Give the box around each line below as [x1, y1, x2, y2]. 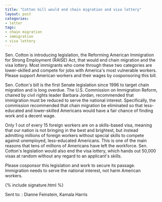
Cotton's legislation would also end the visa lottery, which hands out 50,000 [5, 148, 156, 154]
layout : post [5, 12, 31, 16]
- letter [5, 20, 23, 26]
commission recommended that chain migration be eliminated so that [5, 102, 143, 108]
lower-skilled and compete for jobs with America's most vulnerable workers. [5, 67, 157, 73]
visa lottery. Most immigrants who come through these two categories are [5, 62, 152, 68]
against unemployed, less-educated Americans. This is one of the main [5, 138, 147, 143]
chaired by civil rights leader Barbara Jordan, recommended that [5, 92, 134, 98]
